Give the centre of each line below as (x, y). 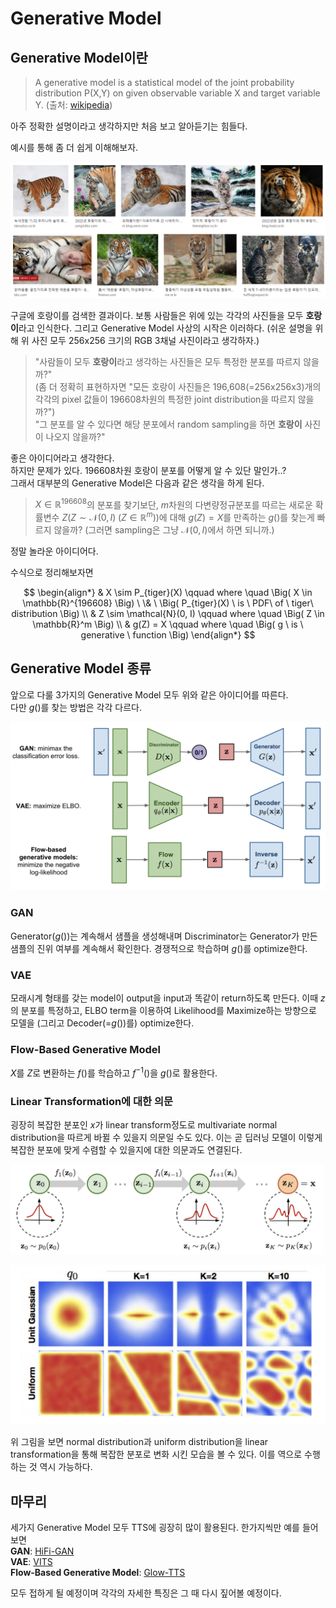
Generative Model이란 (79, 57)
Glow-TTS (164, 1573)
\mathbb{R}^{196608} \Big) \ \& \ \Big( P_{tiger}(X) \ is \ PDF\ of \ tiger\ (168, 603)
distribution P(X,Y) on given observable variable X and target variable (177, 93)
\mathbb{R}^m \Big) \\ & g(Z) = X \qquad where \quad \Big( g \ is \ (168, 624)
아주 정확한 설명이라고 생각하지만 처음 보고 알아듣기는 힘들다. (129, 126)
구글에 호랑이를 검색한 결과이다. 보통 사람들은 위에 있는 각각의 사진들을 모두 (157, 315)
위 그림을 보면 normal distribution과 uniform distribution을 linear (139, 1442)
